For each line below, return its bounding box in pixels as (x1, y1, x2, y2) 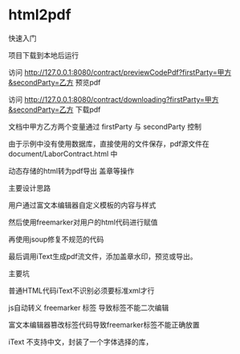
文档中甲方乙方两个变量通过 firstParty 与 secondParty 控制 (8, 121, 202, 131)
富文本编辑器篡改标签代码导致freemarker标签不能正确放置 (8, 319, 200, 329)
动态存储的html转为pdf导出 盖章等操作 (8, 166, 135, 175)
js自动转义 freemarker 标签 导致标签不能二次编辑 (8, 303, 169, 312)
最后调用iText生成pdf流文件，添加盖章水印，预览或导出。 (8, 251, 198, 261)
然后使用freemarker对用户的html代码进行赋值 (8, 217, 158, 227)
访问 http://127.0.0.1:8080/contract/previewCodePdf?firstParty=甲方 (8, 67, 232, 77)
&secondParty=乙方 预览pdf (8, 77, 101, 87)
